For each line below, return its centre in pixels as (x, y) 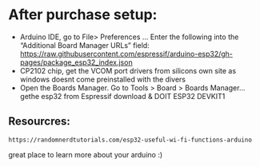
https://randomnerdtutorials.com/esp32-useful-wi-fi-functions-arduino (130, 140)
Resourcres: (39, 121)
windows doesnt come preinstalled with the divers (103, 79)
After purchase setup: (83, 15)
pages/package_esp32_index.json (76, 62)
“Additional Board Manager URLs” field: (84, 45)
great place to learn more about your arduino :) (86, 154)
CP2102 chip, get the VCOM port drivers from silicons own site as (128, 70)
